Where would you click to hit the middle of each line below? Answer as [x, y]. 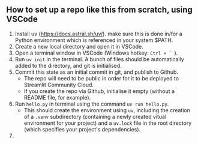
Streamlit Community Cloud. [59, 85]
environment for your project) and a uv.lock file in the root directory [108, 123]
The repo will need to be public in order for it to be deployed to [101, 78]
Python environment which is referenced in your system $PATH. [94, 40]
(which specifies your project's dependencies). [82, 129]
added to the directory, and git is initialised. [68, 65]
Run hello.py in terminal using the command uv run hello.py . [92, 104]
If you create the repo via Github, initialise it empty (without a [99, 91]
